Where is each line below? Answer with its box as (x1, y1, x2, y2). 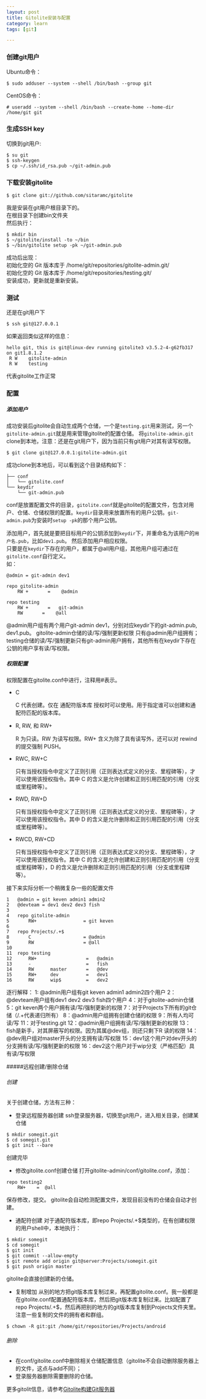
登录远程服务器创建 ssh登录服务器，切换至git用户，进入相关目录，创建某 (15, 1111, 199, 1119)
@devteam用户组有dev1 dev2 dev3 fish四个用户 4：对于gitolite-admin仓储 (6, 996, 194, 1004)
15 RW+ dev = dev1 (6, 972, 109, 978)
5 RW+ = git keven (6, 918, 114, 924)
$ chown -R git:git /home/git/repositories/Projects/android (6, 1323, 166, 1329)
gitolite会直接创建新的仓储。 (6, 1274, 78, 1282)
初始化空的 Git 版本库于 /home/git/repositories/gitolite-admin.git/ (6, 261, 170, 269)
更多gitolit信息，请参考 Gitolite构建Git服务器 (6, 1385, 115, 1393)
